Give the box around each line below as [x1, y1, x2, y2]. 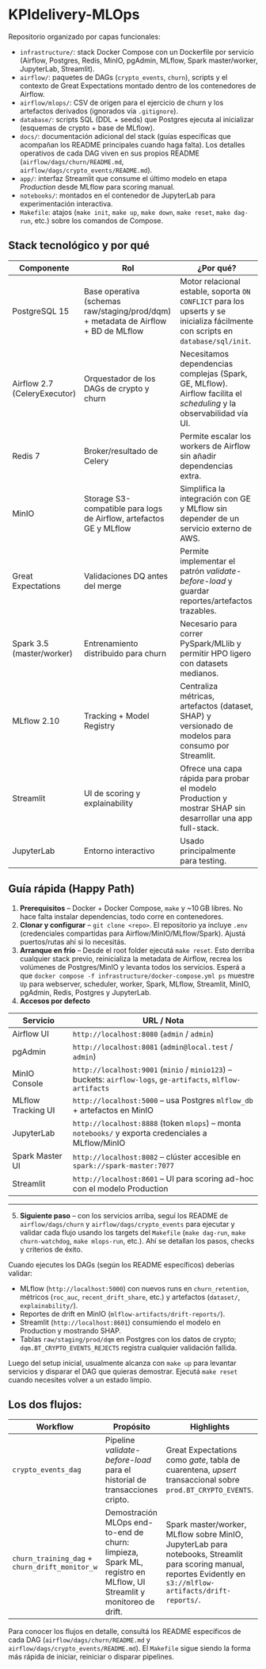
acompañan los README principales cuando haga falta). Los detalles [19, 140, 245, 149]
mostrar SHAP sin [179, 802, 246, 813]
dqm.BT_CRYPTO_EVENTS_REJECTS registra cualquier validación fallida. [19, 1343, 237, 1352]
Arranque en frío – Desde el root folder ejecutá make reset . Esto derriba [19, 945, 255, 955]
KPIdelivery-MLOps [8, 6, 140, 24]
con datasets [179, 657, 228, 668]
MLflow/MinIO [72, 1137, 126, 1148]
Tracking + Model [84, 710, 150, 721]
